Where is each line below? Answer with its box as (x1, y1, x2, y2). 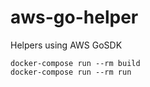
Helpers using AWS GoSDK (10, 39, 123, 51)
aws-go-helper (10, 6, 139, 29)
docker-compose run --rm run (10, 67, 132, 77)
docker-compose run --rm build (10, 58, 141, 68)
